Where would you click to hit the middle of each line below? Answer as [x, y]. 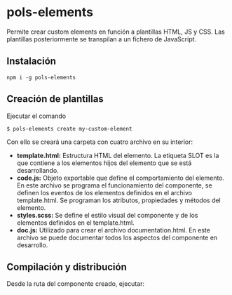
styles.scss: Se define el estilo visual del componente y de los [107, 215]
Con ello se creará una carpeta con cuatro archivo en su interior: [100, 142]
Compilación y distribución [67, 267]
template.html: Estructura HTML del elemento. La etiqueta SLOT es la [118, 155]
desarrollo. [32, 245]
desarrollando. [37, 170]
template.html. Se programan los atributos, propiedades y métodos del [119, 200]
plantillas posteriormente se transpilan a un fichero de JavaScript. [102, 39]
